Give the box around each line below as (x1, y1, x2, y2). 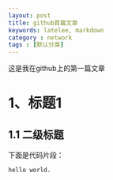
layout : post (8, 11, 51, 20)
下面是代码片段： (8, 151, 64, 160)
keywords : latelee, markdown (8, 26, 104, 34)
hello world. (8, 167, 51, 174)
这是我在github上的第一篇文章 (8, 64, 105, 73)
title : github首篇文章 (8, 19, 78, 27)
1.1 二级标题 (8, 128, 65, 141)
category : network (8, 33, 73, 42)
